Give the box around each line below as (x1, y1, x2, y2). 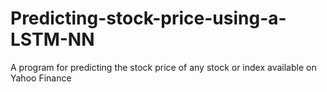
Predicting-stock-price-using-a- (10, 7, 287, 30)
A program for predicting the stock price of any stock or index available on (10, 61, 317, 73)
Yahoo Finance (10, 72, 72, 84)
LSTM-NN (10, 28, 95, 51)
